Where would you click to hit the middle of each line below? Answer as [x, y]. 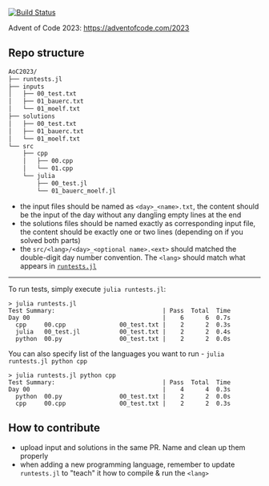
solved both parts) [50, 240]
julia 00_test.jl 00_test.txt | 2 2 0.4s [123, 332]
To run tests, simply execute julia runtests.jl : [87, 289]
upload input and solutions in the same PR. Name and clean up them [132, 447]
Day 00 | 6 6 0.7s [119, 318]
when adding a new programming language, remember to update [127, 464]
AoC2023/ [23, 71]
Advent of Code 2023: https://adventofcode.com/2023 [99, 28]
